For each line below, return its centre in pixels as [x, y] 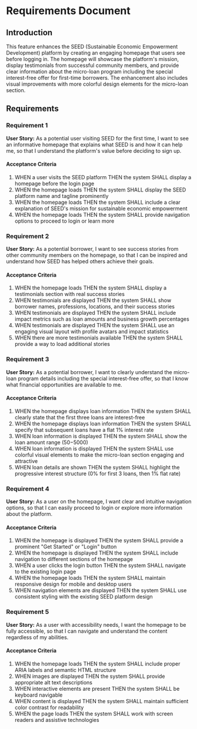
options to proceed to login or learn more [64, 221]
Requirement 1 [27, 126]
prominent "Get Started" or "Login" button [66, 547]
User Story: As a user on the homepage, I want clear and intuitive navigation [99, 502]
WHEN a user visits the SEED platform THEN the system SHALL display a [103, 177]
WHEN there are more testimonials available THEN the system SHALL [99, 338]
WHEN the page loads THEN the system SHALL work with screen [94, 713]
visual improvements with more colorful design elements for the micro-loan [97, 84]
